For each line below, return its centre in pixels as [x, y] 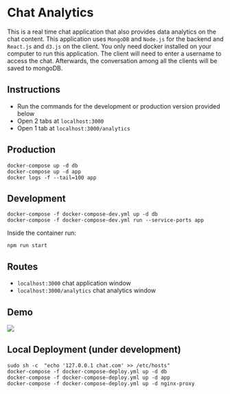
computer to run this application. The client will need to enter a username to [114, 54]
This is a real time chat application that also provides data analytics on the [112, 32]
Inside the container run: [42, 233]
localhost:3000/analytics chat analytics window [87, 290]
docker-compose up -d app [44, 172]
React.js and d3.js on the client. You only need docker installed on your [109, 46]
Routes [23, 267]
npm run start [27, 246]
